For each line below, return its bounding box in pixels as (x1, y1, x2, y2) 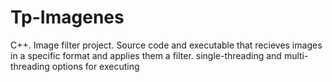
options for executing (51, 60, 140, 72)
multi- (283, 49, 309, 61)
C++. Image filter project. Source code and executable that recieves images (10, 39, 323, 51)
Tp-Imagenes (10, 6, 125, 29)
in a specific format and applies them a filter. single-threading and (10, 49, 282, 61)
